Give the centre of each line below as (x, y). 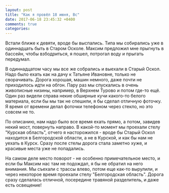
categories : (18, 29)
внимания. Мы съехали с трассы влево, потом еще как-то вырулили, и (81, 169)
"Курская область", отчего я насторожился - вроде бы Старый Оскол (80, 132)
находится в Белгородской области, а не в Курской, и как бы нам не (79, 138)
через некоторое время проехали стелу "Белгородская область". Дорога (84, 174)
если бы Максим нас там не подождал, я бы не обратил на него (74, 164)
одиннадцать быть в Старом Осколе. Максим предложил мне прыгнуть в (84, 49)
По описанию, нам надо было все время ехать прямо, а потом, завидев (83, 122)
